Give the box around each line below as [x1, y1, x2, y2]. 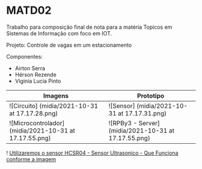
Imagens [43, 91, 69, 99]
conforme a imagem [6, 155, 57, 162]
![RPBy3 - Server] [108, 119, 161, 127]
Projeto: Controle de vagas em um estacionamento [6, 41, 132, 49]
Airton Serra [14, 64, 46, 72]
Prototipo [137, 91, 165, 99]
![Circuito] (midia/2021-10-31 [9, 101, 99, 110]
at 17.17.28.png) [9, 109, 58, 117]
